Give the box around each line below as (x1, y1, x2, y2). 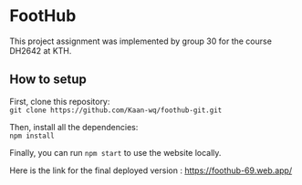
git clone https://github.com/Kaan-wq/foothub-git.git (9, 106, 223, 115)
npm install (9, 131, 55, 140)
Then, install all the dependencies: (9, 121, 139, 132)
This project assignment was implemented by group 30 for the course (9, 36, 272, 46)
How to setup (9, 72, 87, 87)
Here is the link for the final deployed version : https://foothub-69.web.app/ (9, 165, 293, 176)
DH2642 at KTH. (9, 45, 72, 56)
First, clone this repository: (9, 96, 110, 107)
